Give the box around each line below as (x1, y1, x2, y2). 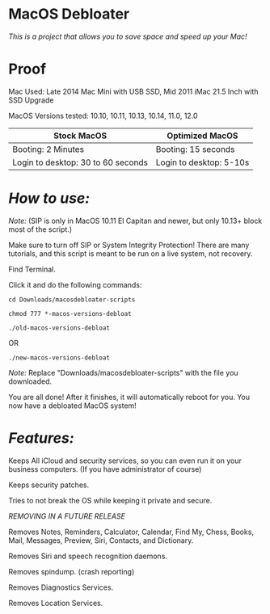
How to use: (8, 189, 91, 208)
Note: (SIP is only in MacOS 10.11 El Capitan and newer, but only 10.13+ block (8, 216, 263, 225)
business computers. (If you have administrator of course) (8, 464, 202, 473)
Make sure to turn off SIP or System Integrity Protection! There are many (8, 240, 250, 250)
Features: (8, 429, 74, 447)
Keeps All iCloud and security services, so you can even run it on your (8, 456, 243, 465)
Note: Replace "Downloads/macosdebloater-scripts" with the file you (8, 368, 238, 377)
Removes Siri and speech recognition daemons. (8, 551, 168, 561)
